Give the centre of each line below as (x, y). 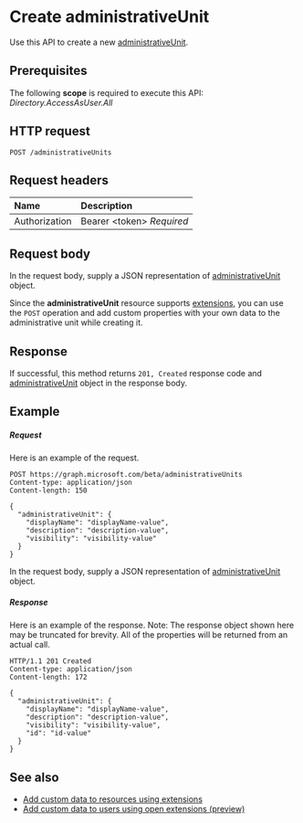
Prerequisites (48, 71)
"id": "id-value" (59, 733)
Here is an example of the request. (74, 458)
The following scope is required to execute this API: (106, 92)
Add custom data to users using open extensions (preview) (134, 809)
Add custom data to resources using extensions (113, 799)
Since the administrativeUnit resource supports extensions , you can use (147, 303)
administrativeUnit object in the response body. (98, 383)
